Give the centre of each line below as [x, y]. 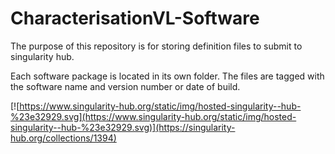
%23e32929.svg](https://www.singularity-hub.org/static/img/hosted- [153, 116]
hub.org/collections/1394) [63, 138]
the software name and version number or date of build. [125, 86]
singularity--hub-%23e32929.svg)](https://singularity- [123, 127]
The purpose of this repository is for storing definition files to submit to [156, 46]
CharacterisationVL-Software [135, 18]
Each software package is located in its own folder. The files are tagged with [167, 76]
